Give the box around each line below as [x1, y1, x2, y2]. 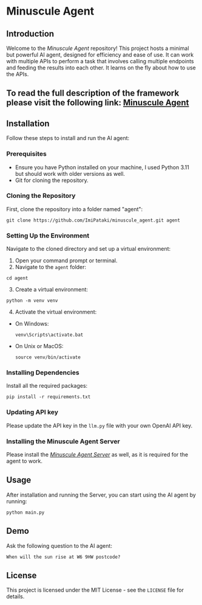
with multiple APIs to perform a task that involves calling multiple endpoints [6, 58, 194, 65]
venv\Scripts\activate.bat [15, 332, 84, 338]
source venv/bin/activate [15, 354, 81, 360]
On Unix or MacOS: [15, 343, 64, 350]
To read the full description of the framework [6, 88, 180, 99]
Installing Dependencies [6, 368, 80, 377]
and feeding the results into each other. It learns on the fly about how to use [6, 64, 196, 71]
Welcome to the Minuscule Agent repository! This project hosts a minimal [6, 44, 189, 52]
